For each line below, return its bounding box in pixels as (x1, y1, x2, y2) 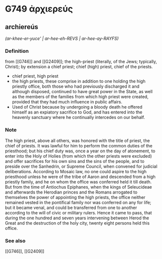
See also (5, 237, 26, 244)
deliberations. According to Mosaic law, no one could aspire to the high (5, 168, 147, 174)
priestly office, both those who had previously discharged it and (12, 83, 140, 89)
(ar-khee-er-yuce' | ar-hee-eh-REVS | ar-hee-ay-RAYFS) (5, 35, 119, 41)
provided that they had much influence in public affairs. (12, 99, 122, 105)
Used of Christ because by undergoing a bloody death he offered (12, 104, 143, 110)
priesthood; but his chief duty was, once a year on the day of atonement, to (5, 148, 156, 154)
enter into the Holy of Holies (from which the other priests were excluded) (5, 153, 152, 159)
